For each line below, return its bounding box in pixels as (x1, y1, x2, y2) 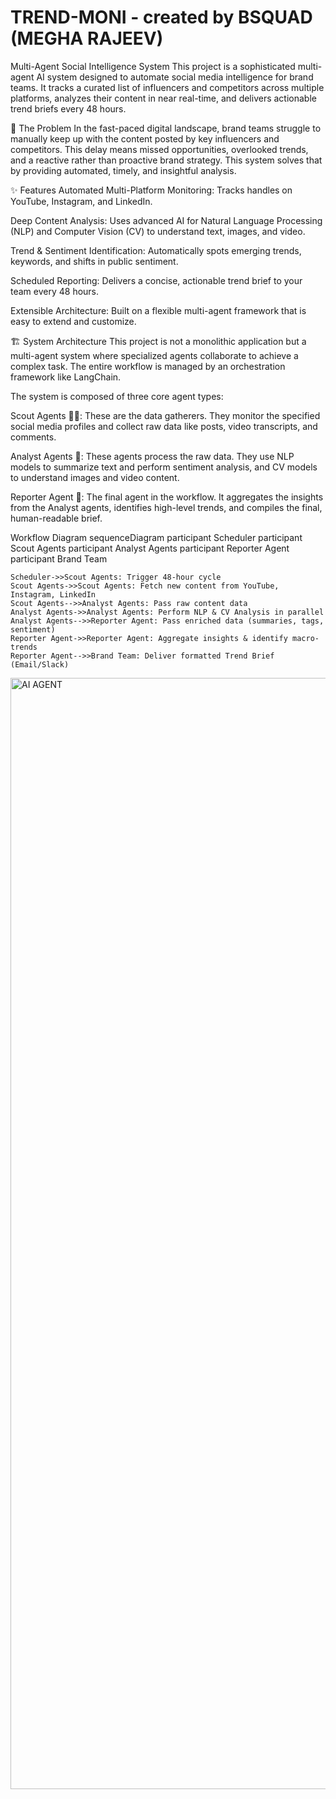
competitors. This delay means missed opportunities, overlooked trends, (10, 143, 309, 155)
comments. (10, 431, 57, 443)
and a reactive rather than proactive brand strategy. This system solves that (10, 154, 323, 166)
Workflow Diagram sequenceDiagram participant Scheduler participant (10, 531, 303, 543)
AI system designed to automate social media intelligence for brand (36, 71, 314, 83)
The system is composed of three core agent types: (10, 390, 224, 402)
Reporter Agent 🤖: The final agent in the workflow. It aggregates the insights (10, 491, 324, 503)
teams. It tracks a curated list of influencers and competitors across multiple (10, 81, 325, 93)
